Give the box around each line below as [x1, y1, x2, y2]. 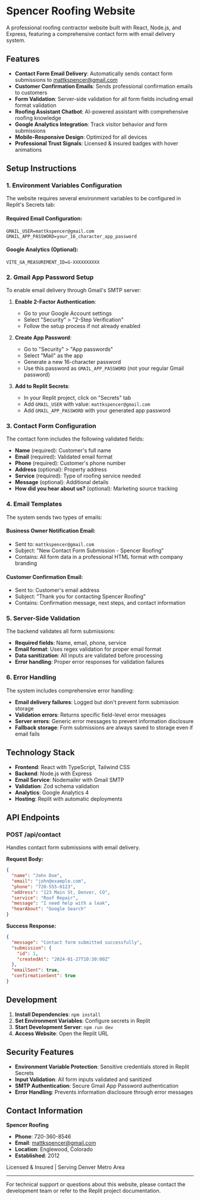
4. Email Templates [6, 500, 62, 509]
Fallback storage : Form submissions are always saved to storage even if [14, 724, 193, 731]
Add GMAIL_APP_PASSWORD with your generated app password [23, 407, 171, 414]
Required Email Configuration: [6, 215, 83, 222]
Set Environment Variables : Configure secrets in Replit [14, 1017, 151, 1024]
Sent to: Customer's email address [14, 587, 100, 594]
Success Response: [6, 922, 57, 930]
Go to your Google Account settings [23, 310, 112, 317]
